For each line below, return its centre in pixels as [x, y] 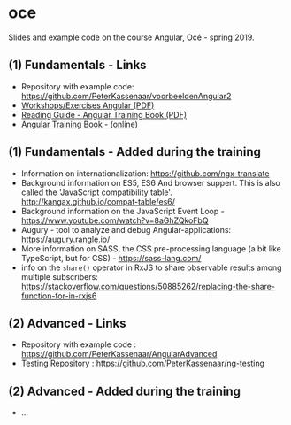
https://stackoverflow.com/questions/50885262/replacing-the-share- [148, 286]
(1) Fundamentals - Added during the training [135, 152]
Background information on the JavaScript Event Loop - [123, 211]
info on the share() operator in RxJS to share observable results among [151, 267]
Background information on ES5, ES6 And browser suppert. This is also [150, 182]
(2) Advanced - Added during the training [124, 391]
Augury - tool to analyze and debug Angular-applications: [126, 229]
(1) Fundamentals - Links [77, 65]
